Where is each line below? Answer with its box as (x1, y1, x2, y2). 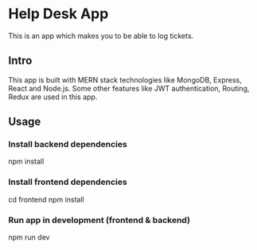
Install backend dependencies (8, 139, 127, 150)
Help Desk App (8, 5, 109, 23)
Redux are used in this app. (8, 92, 98, 102)
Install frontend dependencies (8, 176, 127, 187)
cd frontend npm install (8, 194, 85, 204)
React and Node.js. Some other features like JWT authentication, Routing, (8, 83, 250, 93)
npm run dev (8, 233, 50, 242)
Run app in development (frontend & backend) (8, 214, 191, 225)
